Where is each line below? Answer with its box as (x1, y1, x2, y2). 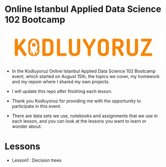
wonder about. (11, 123, 42, 129)
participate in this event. (11, 103, 62, 109)
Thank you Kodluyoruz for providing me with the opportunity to (11, 98, 141, 104)
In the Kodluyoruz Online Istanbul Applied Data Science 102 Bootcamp (11, 68, 156, 74)
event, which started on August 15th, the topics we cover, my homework (11, 73, 160, 79)
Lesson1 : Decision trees (11, 157, 62, 163)
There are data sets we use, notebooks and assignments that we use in (11, 113, 158, 119)
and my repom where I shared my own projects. (11, 79, 110, 84)
